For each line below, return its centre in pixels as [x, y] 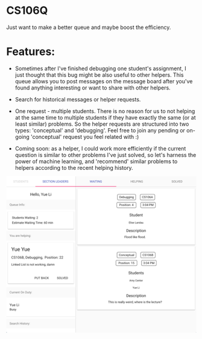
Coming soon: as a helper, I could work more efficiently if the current [100, 148]
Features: [31, 52]
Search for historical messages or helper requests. [78, 99]
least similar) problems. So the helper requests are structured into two [102, 124]
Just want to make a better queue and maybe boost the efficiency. [89, 27]
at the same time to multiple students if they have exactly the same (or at [105, 117]
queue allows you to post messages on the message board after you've [104, 81]
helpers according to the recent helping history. [74, 167]
